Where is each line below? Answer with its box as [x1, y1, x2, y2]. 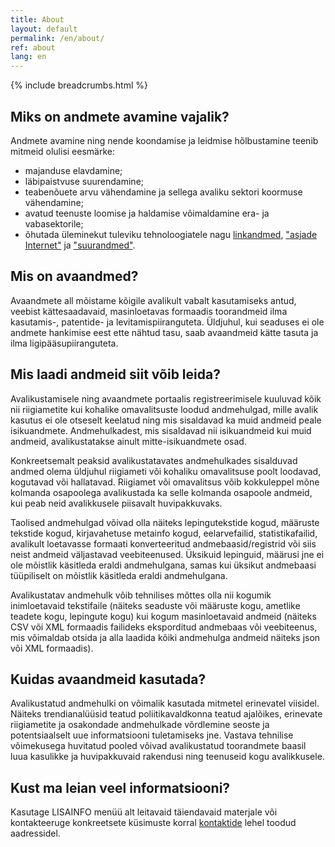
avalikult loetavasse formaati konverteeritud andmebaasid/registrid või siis [10, 537, 317, 550]
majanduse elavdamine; [24, 164, 123, 176]
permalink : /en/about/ [10, 33, 105, 43]
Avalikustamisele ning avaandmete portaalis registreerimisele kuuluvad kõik [10, 392, 322, 405]
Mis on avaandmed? [10, 268, 139, 285]
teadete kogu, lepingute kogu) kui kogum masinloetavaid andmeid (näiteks [10, 610, 317, 622]
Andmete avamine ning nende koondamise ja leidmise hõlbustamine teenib [10, 134, 319, 146]
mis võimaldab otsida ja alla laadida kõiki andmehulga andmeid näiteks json [10, 631, 321, 643]
